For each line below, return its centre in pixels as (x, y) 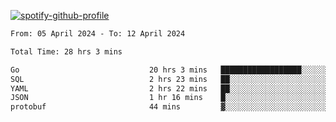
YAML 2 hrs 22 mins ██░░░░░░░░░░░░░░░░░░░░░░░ (171, 88)
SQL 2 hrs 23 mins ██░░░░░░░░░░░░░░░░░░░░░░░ (171, 79)
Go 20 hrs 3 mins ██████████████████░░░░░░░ (171, 70)
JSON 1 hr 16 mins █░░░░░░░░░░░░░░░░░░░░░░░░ (171, 98)
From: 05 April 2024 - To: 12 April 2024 (98, 34)
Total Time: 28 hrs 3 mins (66, 51)
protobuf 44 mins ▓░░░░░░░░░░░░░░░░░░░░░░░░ (171, 107)
